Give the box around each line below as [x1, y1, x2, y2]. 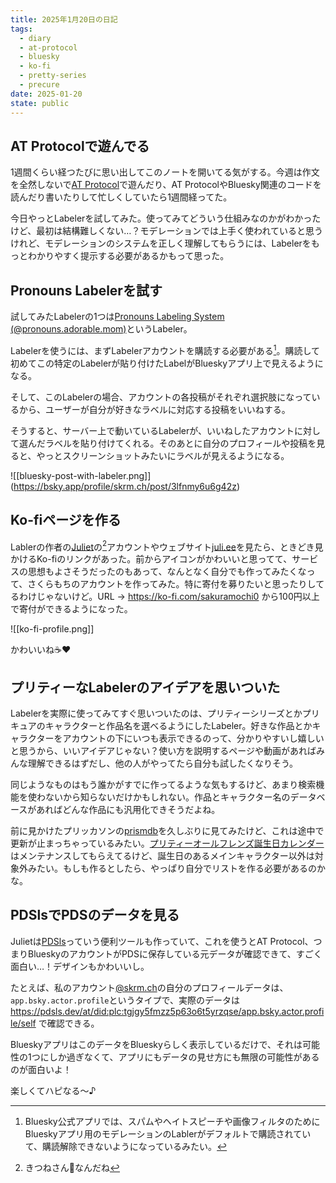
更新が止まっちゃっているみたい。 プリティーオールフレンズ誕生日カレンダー [10, 837, 325, 850]
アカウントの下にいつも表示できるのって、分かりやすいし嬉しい [62, 732, 325, 745]
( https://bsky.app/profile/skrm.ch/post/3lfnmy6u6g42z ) [10, 480, 241, 492]
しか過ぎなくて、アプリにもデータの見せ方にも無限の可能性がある [48, 1051, 320, 1063]
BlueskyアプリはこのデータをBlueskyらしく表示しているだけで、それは [10, 1038, 303, 1050]
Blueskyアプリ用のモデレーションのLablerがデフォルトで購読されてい [24, 1127, 312, 1140]
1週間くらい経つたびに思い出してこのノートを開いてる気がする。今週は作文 [10, 166, 320, 178]
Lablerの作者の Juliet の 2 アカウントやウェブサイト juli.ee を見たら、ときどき [10, 539, 315, 553]
